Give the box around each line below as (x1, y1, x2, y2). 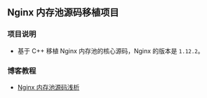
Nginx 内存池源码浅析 (17, 83, 80, 91)
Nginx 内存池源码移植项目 (7, 6, 119, 19)
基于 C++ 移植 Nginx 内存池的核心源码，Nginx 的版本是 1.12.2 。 (17, 46, 205, 55)
